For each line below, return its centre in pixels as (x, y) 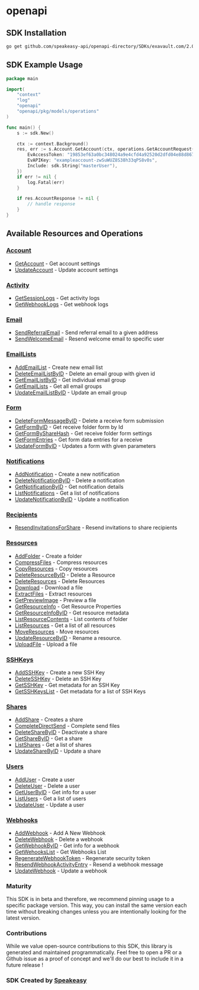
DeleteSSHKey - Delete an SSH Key (58, 679)
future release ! (25, 965)
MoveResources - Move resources (57, 631)
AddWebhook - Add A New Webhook (60, 833)
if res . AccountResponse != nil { (58, 199)
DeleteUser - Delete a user (47, 786)
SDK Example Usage (44, 65)
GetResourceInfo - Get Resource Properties (68, 606)
